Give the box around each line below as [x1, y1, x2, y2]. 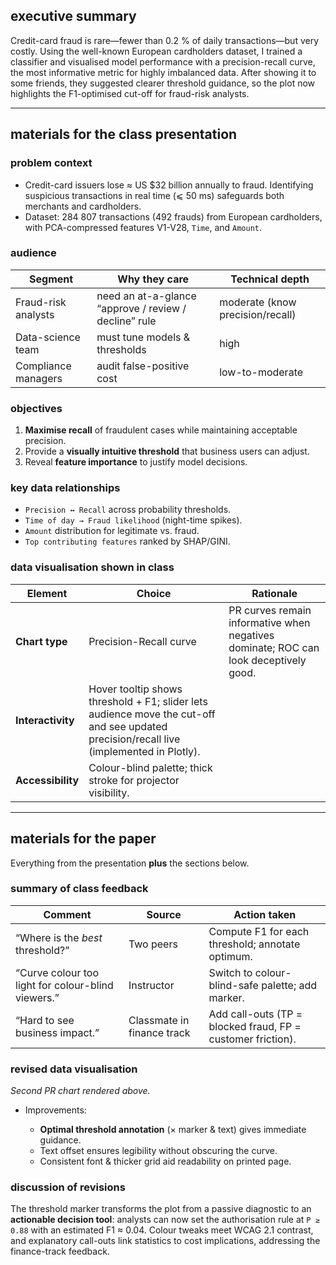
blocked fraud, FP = [208, 1019, 302, 1033]
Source [146, 907, 182, 921]
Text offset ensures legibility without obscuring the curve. [39, 1145, 278, 1157]
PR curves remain [228, 603, 312, 617]
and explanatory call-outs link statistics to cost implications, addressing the [10, 1235, 321, 1247]
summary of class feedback [10, 882, 149, 896]
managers [15, 371, 63, 385]
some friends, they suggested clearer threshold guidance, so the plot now [10, 77, 316, 89]
